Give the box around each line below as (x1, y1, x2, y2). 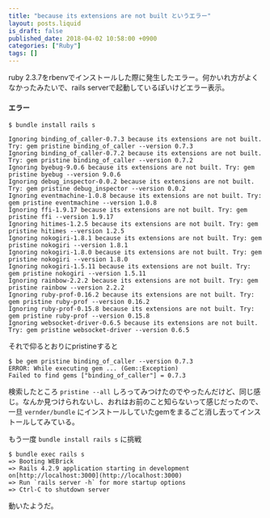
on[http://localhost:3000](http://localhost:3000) (8, 472, 183, 480)
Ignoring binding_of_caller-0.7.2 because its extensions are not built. (8, 150, 263, 158)
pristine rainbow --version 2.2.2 (8, 284, 125, 292)
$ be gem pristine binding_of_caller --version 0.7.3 (8, 357, 194, 366)
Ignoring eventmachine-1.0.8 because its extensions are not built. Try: (8, 192, 263, 200)
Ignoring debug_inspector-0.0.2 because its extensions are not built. (8, 178, 255, 186)
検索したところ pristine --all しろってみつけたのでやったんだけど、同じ (8, 387, 254, 397)
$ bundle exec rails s (8, 450, 85, 459)
